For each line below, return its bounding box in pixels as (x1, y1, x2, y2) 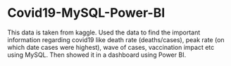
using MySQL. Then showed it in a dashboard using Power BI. (7, 51, 187, 59)
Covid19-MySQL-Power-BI (7, 5, 166, 21)
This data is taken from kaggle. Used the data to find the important (7, 28, 201, 37)
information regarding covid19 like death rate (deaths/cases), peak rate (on (7, 35, 225, 44)
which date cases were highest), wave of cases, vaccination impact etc (7, 43, 215, 51)
